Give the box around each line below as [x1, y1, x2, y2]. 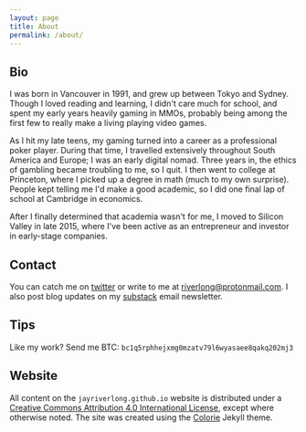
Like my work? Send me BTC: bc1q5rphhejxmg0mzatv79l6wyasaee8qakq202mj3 [9, 342, 294, 353]
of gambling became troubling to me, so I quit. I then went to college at [9, 164, 276, 175]
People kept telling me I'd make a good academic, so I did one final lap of [9, 184, 285, 195]
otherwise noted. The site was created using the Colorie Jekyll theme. [9, 412, 273, 423]
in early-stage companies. [9, 230, 108, 242]
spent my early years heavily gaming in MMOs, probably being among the [9, 108, 288, 119]
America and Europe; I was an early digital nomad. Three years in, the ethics [9, 154, 297, 165]
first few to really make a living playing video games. [9, 118, 207, 129]
